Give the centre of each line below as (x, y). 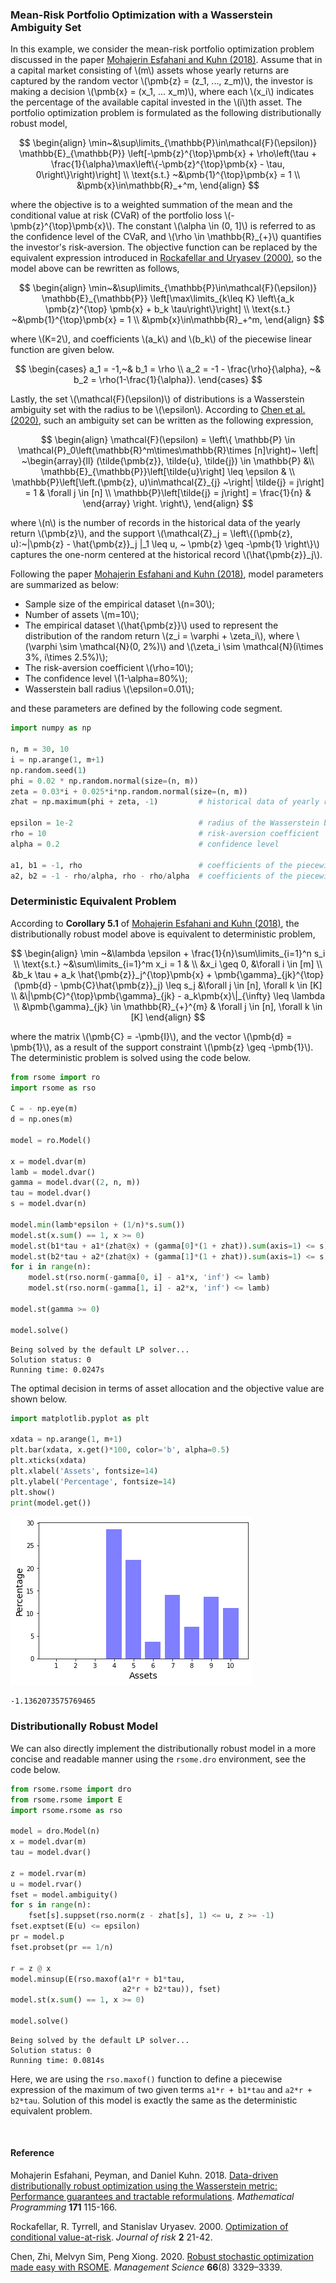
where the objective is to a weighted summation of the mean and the (151, 205)
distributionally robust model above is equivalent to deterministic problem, (163, 934)
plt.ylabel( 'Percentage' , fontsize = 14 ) (93, 1481)
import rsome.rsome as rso (66, 1810)
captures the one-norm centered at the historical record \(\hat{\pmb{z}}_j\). (166, 555)
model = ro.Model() (51, 1140)
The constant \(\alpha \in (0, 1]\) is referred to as (216, 226)
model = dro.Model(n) (55, 1831)
